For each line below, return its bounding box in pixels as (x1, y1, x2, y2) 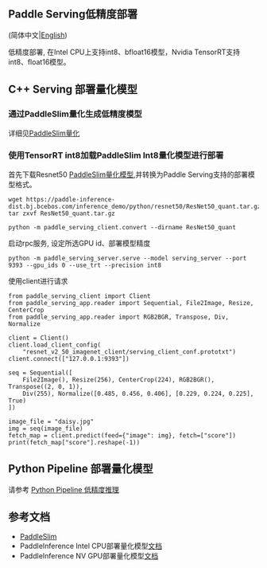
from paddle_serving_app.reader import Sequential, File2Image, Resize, (8, 299, 254, 307)
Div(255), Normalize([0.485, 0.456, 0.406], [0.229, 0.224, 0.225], (22, 390, 254, 398)
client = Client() (8, 334, 69, 342)
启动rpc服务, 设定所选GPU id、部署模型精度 (8, 238, 151, 248)
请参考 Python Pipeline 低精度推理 (8, 484, 119, 494)
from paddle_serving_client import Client (8, 292, 151, 300)
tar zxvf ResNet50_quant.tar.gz (8, 210, 115, 217)
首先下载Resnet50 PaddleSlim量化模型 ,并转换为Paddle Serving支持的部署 (8, 170, 249, 179)
